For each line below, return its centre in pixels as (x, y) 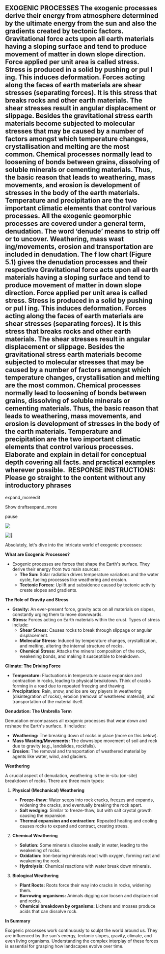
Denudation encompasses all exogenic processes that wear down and (76, 720)
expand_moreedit (23, 497)
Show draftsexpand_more (31, 507)
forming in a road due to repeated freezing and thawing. (69, 686)
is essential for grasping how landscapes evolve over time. (64, 946)
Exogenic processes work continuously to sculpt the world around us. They (82, 930)
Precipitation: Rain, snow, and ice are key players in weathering (77, 691)
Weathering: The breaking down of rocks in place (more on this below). (85, 735)
